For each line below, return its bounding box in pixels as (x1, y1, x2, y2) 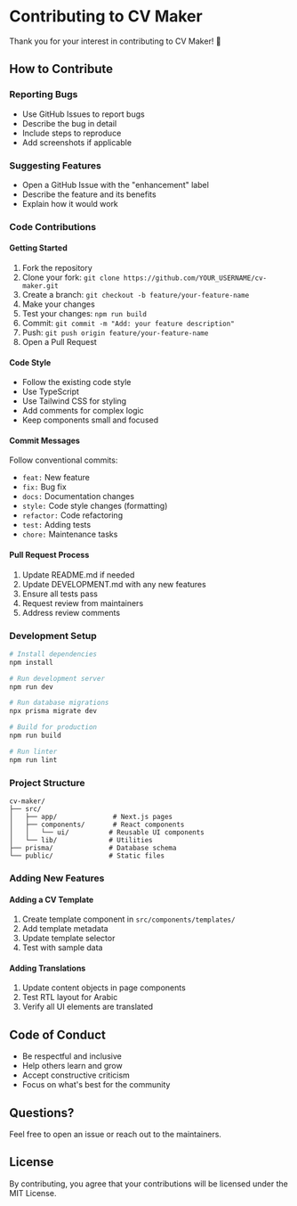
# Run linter (9, 747, 58, 756)
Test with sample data (21, 942, 103, 953)
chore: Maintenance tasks (21, 529, 118, 540)
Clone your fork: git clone (21, 272, 120, 283)
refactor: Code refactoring (21, 510, 123, 521)
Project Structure (9, 776, 85, 789)
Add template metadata (21, 923, 108, 934)
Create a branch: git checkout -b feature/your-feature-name (21, 290, 250, 300)
